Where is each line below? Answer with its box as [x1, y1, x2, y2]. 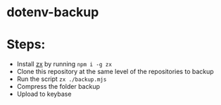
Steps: [6, 37, 46, 53]
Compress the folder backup [16, 82, 100, 91]
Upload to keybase [16, 89, 72, 99]
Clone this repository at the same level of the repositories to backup [16, 68, 214, 76]
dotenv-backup [6, 4, 99, 20]
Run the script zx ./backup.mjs [16, 75, 107, 83]
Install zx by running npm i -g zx [16, 60, 112, 68]
